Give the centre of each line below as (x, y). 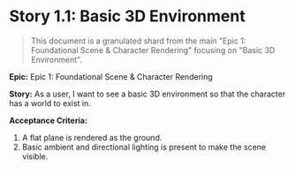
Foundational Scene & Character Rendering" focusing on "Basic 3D (153, 50)
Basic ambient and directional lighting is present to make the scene (144, 147)
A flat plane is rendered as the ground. (92, 137)
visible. (35, 156)
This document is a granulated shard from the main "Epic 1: (138, 41)
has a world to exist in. (50, 103)
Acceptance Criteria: (49, 120)
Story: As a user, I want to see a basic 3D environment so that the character (147, 94)
